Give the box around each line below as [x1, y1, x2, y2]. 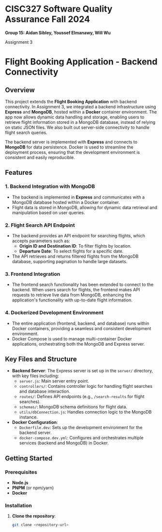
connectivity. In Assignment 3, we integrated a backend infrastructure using [5, 103, 156, 110]
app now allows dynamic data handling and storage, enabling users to [5, 114, 145, 120]
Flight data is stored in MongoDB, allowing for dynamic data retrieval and [12, 204, 157, 210]
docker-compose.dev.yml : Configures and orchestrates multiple [19, 435, 144, 441]
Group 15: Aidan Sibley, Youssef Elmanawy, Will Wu [5, 30, 111, 35]
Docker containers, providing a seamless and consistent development [12, 325, 151, 331]
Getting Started [5, 454, 53, 462]
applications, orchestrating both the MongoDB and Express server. [12, 341, 145, 347]
